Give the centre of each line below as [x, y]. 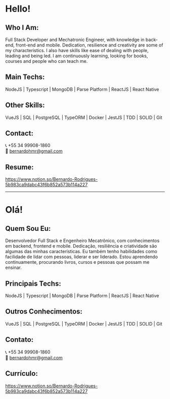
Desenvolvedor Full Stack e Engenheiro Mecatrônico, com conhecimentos [82, 241]
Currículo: [22, 373]
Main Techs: [25, 77]
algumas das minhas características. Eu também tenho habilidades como [81, 252]
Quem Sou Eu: [28, 228]
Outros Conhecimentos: [44, 312]
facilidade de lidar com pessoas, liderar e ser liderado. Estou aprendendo [82, 257]
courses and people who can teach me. [47, 61]
